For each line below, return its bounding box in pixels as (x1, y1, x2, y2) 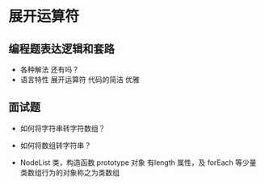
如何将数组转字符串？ (19, 140, 91, 150)
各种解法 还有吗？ (19, 65, 79, 74)
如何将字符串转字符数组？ (19, 123, 106, 133)
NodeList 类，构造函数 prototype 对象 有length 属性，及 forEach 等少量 (19, 158, 257, 167)
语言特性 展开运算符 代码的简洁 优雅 (19, 75, 140, 84)
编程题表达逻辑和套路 (8, 42, 115, 55)
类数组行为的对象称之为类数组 (19, 167, 120, 177)
